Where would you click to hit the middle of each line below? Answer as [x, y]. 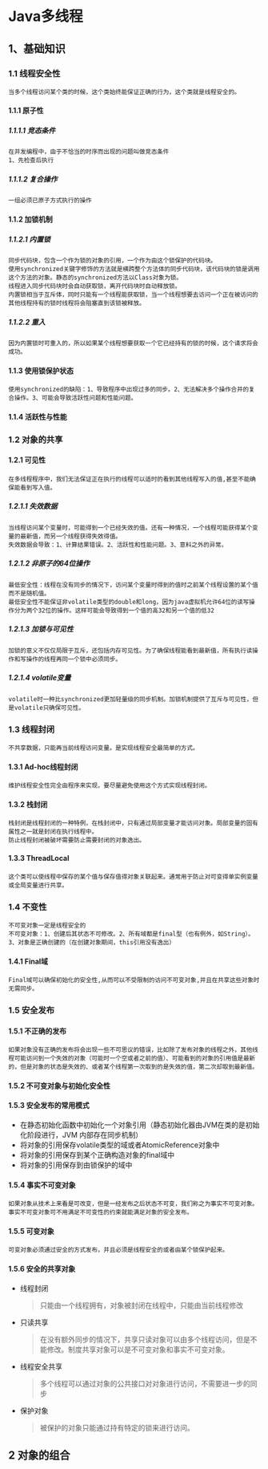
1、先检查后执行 [31, 160]
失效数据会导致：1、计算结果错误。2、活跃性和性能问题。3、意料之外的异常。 [118, 545]
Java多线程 [46, 16]
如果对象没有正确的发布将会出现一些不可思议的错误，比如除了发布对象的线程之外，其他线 [133, 1050]
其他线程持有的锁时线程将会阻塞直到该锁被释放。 [77, 303]
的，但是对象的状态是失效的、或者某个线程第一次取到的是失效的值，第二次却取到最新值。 [133, 1067]
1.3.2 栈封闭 [28, 804]
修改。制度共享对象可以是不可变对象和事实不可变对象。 [138, 1349]
